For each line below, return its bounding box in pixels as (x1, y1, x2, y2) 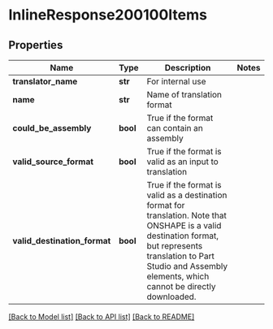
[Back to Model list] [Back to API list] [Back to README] (8, 312, 195, 322)
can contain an (146, 123, 203, 133)
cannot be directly (146, 281, 216, 292)
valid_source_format (12, 156, 94, 167)
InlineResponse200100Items (8, 6, 208, 24)
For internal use (146, 76, 206, 87)
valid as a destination (146, 189, 227, 201)
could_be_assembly (12, 123, 92, 133)
